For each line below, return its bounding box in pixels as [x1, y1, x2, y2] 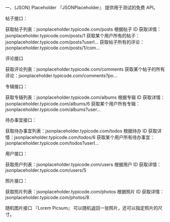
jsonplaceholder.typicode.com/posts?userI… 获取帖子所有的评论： [5, 39, 145, 45]
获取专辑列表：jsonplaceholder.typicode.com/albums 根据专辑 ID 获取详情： [5, 94, 165, 100]
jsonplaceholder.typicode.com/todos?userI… [5, 140, 99, 146]
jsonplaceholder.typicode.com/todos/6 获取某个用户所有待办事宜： [14, 135, 155, 140]
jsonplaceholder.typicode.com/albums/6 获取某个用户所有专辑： [5, 101, 140, 106]
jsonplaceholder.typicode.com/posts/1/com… [5, 45, 100, 51]
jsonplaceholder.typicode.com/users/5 [5, 167, 87, 173]
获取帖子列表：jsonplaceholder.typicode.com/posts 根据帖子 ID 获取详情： [5, 26, 162, 32]
